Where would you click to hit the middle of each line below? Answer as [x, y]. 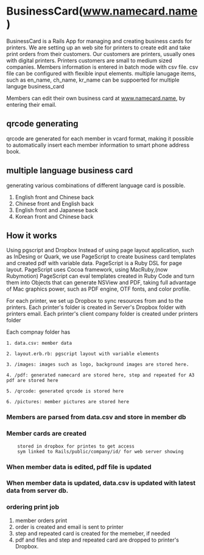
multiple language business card [70, 171]
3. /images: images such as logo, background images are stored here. [98, 365]
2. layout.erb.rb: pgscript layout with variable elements [83, 354]
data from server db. [37, 490]
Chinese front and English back [55, 203]
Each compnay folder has [38, 332]
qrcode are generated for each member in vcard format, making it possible [100, 138]
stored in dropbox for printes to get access [76, 446]
